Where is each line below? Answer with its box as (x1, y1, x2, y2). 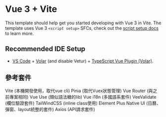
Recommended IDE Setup (5, 45, 86, 53)
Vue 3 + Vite (5, 3, 57, 15)
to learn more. (5, 30, 34, 36)
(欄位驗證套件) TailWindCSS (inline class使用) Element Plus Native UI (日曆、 (5, 100, 161, 106)
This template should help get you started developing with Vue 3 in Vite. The (5, 20, 162, 26)
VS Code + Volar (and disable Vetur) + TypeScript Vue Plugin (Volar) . (12, 58, 154, 64)
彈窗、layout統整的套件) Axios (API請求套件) (5, 106, 95, 112)
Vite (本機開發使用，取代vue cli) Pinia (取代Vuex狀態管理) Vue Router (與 (5, 88, 153, 94)
